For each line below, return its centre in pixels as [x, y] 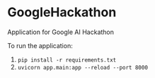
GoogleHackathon [62, 12]
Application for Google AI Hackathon [61, 32]
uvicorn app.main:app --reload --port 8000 [83, 67]
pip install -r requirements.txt [67, 60]
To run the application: [40, 45]
